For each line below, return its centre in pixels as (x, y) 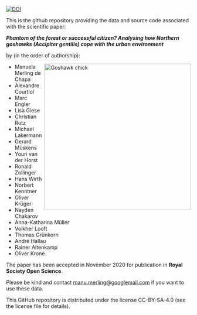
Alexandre (27, 85)
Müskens (26, 148)
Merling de (28, 73)
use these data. (25, 289)
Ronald (23, 166)
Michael (24, 129)
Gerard (23, 141)
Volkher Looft (31, 229)
